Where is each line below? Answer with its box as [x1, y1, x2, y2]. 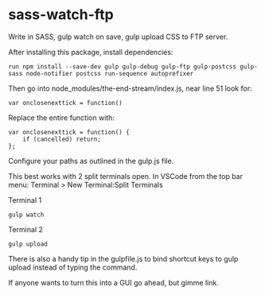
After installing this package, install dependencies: [8, 47, 173, 56]
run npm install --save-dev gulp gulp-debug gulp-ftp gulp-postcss [8, 62, 237, 71]
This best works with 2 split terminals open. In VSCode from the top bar [8, 171, 243, 180]
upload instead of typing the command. [8, 262, 138, 272]
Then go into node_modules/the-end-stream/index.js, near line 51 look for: [8, 83, 252, 93]
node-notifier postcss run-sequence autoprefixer [25, 69, 194, 77]
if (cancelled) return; [22, 135, 102, 143]
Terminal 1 [8, 195, 42, 204]
